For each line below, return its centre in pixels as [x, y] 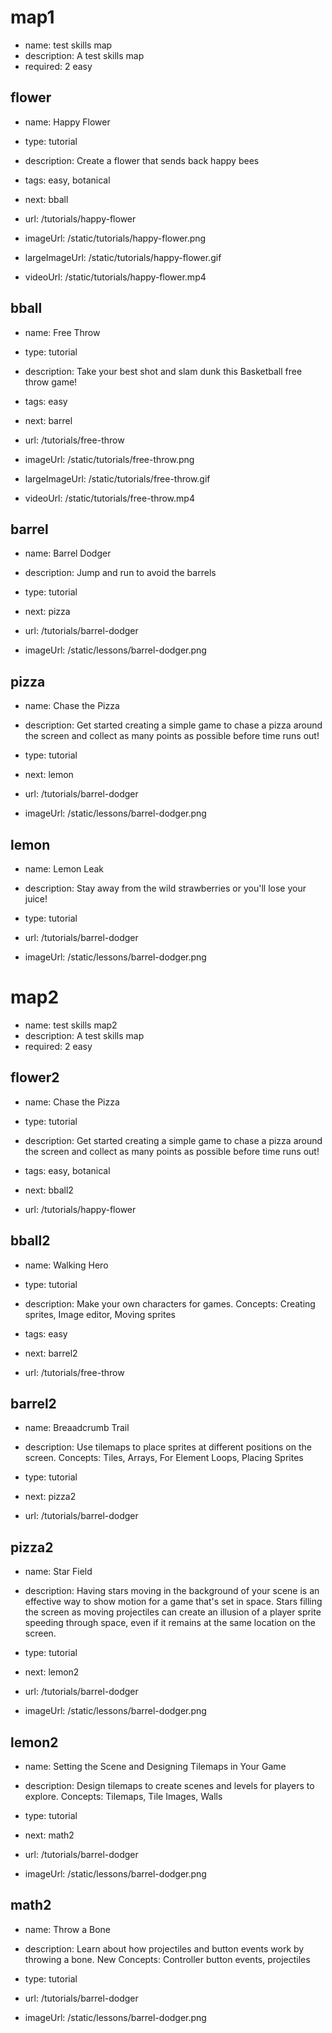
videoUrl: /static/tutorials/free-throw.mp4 [109, 498]
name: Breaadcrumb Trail [77, 1428]
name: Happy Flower [67, 122]
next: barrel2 [51, 1353]
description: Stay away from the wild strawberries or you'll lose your [165, 888]
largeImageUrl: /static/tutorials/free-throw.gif [117, 478]
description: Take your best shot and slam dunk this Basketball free [163, 371]
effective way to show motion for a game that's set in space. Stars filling [173, 1602]
